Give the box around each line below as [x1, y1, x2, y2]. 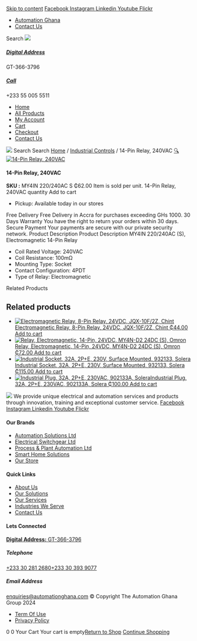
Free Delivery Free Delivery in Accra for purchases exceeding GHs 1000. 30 [6, 211, 190, 218]
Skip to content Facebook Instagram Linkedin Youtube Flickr [6, 5, 153, 12]
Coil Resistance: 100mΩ [14, 255, 73, 262]
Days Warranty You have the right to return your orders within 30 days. [6, 218, 179, 225]
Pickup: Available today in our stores [14, 200, 104, 207]
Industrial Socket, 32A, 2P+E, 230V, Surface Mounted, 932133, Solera [14, 361, 185, 369]
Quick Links [6, 471, 36, 478]
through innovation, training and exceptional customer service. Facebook [6, 399, 185, 406]
